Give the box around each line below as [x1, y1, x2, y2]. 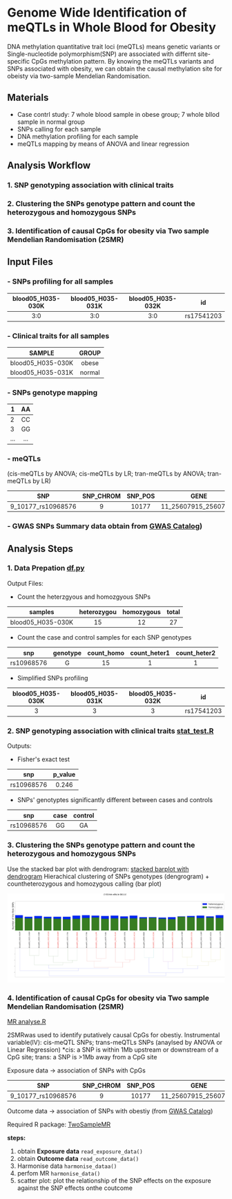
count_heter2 [175, 649, 216, 657]
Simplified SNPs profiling [17, 674, 88, 682]
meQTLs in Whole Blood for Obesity [7, 19, 216, 35]
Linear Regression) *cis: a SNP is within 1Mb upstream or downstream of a [7, 1045, 219, 1054]
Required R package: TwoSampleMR [7, 1120, 111, 1128]
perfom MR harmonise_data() [17, 1169, 101, 1178]
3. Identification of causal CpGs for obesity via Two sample [7, 226, 209, 236]
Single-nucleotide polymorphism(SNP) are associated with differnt [7, 50, 197, 58]
